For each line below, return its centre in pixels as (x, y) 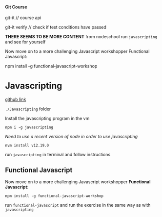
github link (16, 99)
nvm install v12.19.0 (27, 145)
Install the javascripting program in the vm (47, 119)
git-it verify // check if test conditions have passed (56, 27)
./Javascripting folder (28, 109)
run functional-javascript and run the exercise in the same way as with (78, 205)
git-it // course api (23, 18)
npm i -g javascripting (29, 127)
